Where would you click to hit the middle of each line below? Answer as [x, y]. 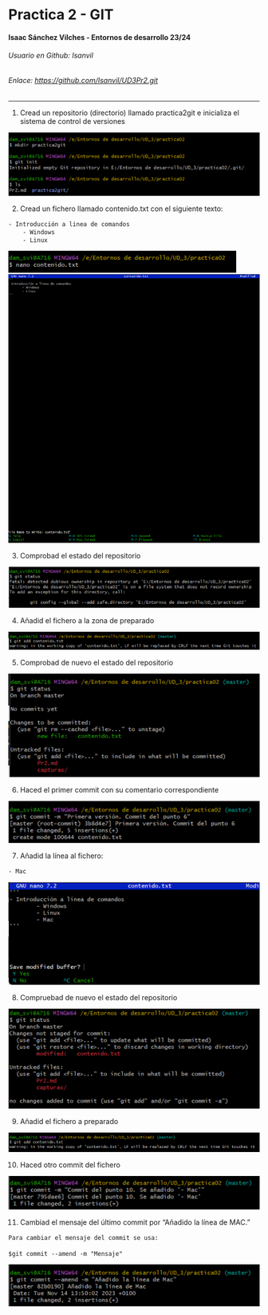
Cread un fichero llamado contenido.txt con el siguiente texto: [121, 209]
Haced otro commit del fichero [70, 1165]
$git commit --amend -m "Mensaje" [66, 1253]
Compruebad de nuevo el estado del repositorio [99, 998]
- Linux [35, 240]
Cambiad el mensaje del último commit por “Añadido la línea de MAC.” [135, 1222]
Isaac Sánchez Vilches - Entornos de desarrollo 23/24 [100, 37]
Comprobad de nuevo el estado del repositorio [97, 663]
